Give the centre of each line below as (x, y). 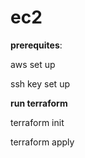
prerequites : (36, 45)
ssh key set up (40, 83)
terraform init (37, 122)
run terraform (39, 103)
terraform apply (42, 142)
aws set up (33, 64)
